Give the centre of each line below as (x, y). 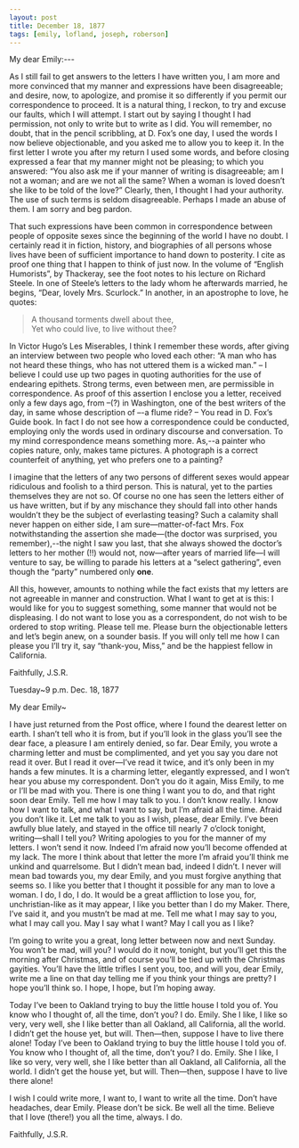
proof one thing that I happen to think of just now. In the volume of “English (147, 265)
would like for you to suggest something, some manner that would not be (143, 608)
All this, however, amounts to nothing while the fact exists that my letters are (149, 589)
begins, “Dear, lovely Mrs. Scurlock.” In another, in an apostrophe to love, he (149, 293)
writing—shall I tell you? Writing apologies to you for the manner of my (138, 838)
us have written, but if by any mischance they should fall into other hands (143, 505)
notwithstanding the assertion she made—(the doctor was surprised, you (143, 534)
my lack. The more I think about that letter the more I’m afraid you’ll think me (149, 857)
